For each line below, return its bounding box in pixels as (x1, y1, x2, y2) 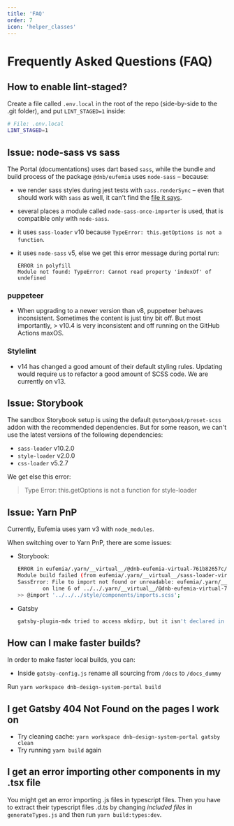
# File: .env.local (7, 120, 64, 128)
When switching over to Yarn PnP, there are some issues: (7, 539, 173, 547)
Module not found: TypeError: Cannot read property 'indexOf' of (17, 268, 212, 275)
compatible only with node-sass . (17, 214, 110, 222)
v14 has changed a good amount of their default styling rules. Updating (17, 362, 223, 370)
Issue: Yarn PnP (7, 506, 78, 518)
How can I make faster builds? (7, 637, 141, 649)
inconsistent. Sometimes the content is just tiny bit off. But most (17, 314, 201, 322)
